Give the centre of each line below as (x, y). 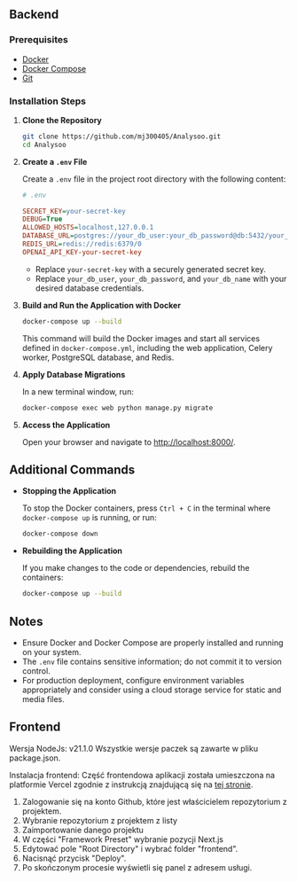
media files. (43, 699)
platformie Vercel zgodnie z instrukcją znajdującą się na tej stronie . (131, 784)
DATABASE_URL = (48, 236)
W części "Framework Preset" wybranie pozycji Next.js (123, 839)
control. (36, 671)
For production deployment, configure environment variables (133, 680)
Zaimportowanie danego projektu (83, 830)
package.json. (35, 758)
